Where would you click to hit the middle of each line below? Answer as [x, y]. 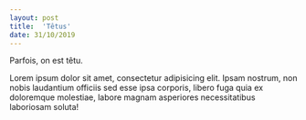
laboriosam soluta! [44, 107]
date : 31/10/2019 [42, 35]
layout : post [34, 18]
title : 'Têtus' [40, 26]
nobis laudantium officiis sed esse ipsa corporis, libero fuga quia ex [136, 88]
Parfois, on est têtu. [47, 61]
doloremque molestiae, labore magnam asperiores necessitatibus [132, 97]
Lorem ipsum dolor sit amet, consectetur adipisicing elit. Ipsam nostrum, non [153, 78]
